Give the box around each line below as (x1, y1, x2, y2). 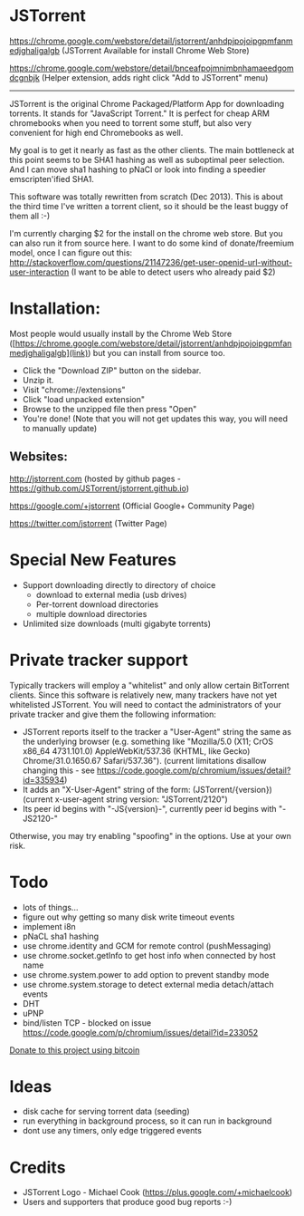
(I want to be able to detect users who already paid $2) (71, 266, 276, 277)
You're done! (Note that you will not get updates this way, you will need (22, 413, 288, 424)
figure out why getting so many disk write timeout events (22, 912, 235, 922)
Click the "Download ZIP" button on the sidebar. (22, 364, 202, 376)
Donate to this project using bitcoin (9, 1044, 140, 1056)
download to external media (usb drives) (35, 589, 187, 600)
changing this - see (22, 765, 95, 776)
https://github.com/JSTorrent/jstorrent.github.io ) (9, 482, 190, 494)
